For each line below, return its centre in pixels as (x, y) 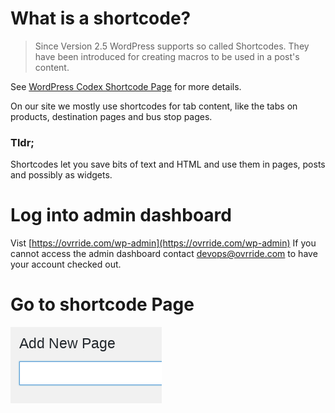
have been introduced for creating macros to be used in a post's (167, 56)
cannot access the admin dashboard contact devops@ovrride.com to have (164, 254)
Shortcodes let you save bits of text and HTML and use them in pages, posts (168, 164)
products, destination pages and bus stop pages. (111, 116)
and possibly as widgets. (61, 175)
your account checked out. (66, 264)
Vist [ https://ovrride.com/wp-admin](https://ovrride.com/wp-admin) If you (163, 243)
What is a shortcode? (101, 18)
